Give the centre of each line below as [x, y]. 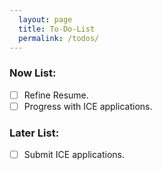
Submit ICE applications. [74, 155]
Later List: [34, 133]
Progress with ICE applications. [88, 106]
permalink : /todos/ [59, 38]
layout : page [45, 19]
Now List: [33, 73]
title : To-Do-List [57, 29]
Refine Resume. [56, 95]
